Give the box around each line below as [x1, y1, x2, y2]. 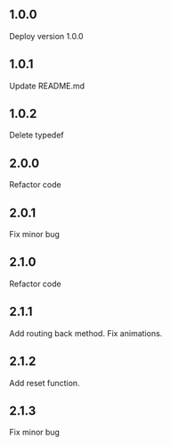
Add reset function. [9, 377, 80, 388]
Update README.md [9, 80, 85, 91]
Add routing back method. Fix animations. [9, 327, 163, 338]
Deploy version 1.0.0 [9, 30, 84, 41]
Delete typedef [9, 129, 64, 141]
